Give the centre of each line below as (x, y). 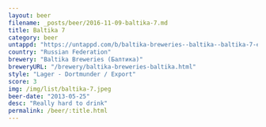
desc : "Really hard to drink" (58, 103)
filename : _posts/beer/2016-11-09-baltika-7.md (88, 23)
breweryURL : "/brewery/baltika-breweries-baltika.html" (102, 67)
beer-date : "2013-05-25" (49, 96)
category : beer (33, 37)
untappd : (23, 45)
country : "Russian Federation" (60, 52)
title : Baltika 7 (37, 30)
